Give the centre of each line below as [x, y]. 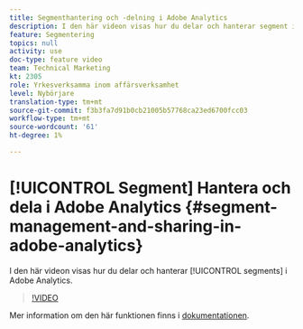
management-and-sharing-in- [125, 226]
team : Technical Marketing [60, 69]
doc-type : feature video [56, 60]
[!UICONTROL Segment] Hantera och [150, 188]
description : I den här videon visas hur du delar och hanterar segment [149, 26]
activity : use [36, 52]
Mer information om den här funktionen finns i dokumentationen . [129, 315]
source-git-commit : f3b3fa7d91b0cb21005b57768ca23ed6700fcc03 [129, 110]
